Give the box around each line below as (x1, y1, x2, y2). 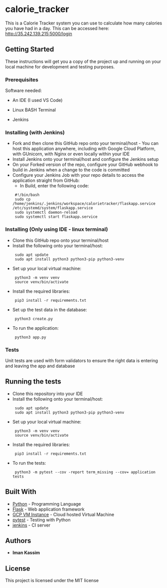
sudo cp (14, 197, 31, 202)
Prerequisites (5, 76, 38, 83)
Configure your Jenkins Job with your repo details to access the (12, 172, 145, 178)
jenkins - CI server (12, 522, 51, 528)
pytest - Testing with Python (12, 517, 71, 523)
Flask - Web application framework (12, 506, 85, 512)
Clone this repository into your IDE (12, 391, 83, 397)
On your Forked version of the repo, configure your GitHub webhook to (12, 161, 159, 168)
